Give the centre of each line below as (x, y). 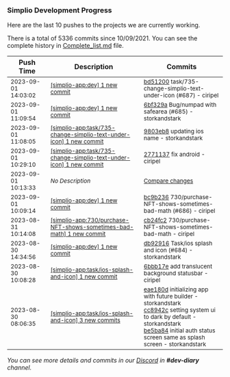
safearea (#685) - (168, 112)
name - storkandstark (173, 138)
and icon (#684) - (168, 250)
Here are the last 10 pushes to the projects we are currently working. (104, 25)
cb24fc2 (155, 220)
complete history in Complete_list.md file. (66, 46)
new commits (103, 321)
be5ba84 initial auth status (179, 331)
